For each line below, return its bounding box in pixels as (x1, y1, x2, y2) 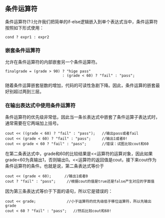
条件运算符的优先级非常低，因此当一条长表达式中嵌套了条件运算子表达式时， (5, 114, 160, 120)
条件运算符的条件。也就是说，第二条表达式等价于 (5, 163, 104, 169)
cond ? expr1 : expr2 (5, 34, 50, 39)
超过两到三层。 (13, 89, 44, 94)
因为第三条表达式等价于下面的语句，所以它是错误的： (5, 188, 113, 194)
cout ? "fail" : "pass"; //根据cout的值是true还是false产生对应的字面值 (5, 179, 155, 184)
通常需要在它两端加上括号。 (5, 120, 61, 126)
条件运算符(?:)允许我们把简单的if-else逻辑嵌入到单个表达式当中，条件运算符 (5, 19, 158, 25)
